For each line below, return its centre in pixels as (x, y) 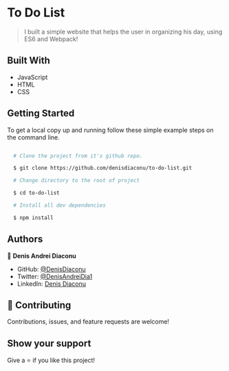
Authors (25, 239)
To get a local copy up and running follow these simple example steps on (110, 130)
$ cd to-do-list (36, 193)
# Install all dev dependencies (60, 205)
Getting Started (41, 114)
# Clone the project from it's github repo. (78, 156)
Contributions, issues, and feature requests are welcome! (88, 322)
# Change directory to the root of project (76, 181)
